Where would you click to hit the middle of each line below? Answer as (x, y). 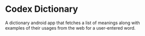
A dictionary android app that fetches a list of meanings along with (73, 23)
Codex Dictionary (42, 9)
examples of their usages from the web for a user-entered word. (70, 28)
